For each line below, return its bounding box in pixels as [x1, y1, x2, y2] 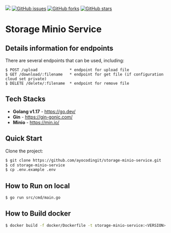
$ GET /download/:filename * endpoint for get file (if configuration [5, 72, 164, 77]
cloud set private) [5, 76, 47, 82]
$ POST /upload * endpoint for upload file [5, 67, 130, 72]
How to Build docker [5, 209, 71, 218]
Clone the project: [5, 148, 44, 154]
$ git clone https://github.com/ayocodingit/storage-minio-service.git [5, 158, 161, 163]
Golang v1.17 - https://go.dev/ [12, 108, 76, 114]
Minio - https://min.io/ [12, 119, 60, 125]
